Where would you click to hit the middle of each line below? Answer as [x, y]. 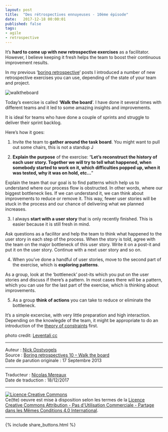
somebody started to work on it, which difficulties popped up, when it [86, 167]
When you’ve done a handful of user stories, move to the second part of [87, 259]
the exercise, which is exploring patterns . [55, 264]
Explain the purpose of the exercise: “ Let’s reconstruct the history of [85, 157]
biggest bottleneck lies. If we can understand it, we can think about [74, 193]
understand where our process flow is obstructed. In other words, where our [84, 187]
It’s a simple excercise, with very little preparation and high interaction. [78, 315]
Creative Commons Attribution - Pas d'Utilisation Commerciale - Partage [80, 405]
